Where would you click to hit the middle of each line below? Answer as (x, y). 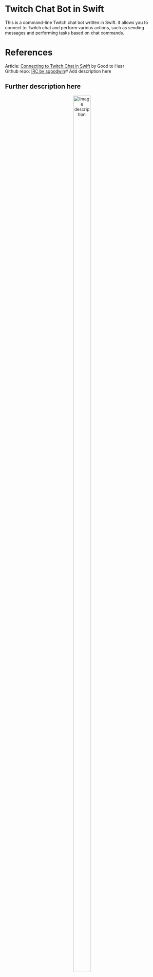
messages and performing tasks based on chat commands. (65, 33)
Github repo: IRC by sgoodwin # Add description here (58, 71)
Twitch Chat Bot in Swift (55, 9)
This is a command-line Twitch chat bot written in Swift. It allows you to (76, 22)
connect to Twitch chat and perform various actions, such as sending (75, 27)
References (29, 53)
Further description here (43, 86)
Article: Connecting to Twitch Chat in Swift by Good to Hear (65, 66)
